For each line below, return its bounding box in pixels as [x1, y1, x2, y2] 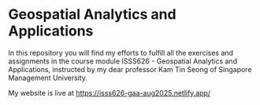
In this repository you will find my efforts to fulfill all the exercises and [8, 48, 234, 57]
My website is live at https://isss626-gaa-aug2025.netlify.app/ [8, 88, 211, 97]
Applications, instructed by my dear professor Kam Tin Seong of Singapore [8, 64, 252, 74]
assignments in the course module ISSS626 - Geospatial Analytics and [8, 56, 238, 66]
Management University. [8, 73, 88, 82]
